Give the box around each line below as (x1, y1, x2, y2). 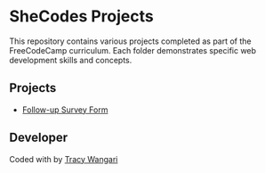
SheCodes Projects (9, 6, 154, 27)
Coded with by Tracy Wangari (9, 153, 118, 164)
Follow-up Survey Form (21, 104, 108, 115)
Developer (9, 130, 68, 145)
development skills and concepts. (9, 54, 132, 65)
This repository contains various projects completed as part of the (9, 36, 252, 46)
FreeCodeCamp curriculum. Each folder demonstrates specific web (9, 45, 256, 55)
